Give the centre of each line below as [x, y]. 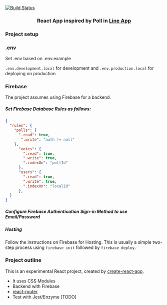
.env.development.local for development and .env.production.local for [79, 68]
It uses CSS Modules [34, 281]
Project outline [23, 260]
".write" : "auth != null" [48, 139]
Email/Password [23, 217]
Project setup [22, 34]
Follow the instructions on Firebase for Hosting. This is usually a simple [78, 242]
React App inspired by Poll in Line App [84, 21]
